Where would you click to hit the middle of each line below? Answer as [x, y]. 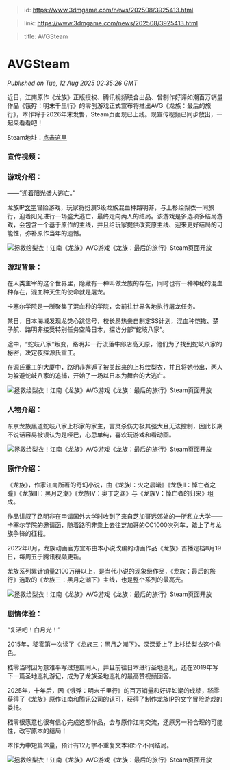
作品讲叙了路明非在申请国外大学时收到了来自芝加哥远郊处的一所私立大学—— [115, 517]
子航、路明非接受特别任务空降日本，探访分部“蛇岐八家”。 [88, 330]
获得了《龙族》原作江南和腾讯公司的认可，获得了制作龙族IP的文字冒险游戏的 [115, 699]
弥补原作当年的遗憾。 [55, 233]
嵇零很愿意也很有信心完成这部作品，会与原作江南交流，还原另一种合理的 [109, 722]
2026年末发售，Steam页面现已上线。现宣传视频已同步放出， [131, 114]
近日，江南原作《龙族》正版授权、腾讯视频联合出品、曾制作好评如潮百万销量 [115, 97]
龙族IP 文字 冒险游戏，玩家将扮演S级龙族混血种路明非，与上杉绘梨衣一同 [108, 207]
